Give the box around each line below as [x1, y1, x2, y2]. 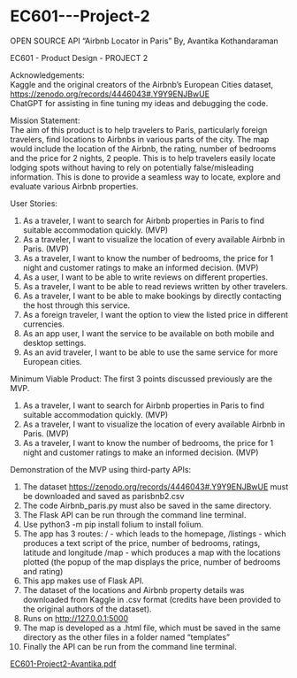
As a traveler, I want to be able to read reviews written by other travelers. [22, 281, 288, 291]
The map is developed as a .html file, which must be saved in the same [22, 622, 281, 633]
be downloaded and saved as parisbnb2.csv [22, 490, 185, 501]
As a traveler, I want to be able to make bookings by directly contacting [22, 290, 282, 301]
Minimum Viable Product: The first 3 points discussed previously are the [10, 374, 273, 384]
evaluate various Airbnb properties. [10, 181, 139, 191]
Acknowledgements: [10, 69, 85, 81]
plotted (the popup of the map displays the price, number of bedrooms [22, 556, 281, 567]
